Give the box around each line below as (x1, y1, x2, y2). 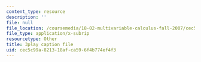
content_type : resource (6, 8, 66, 15)
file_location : (6, 25, 44, 31)
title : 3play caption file (6, 42, 74, 48)
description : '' (6, 14, 47, 20)
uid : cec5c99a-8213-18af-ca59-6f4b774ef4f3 (6, 47, 117, 53)
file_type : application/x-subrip (6, 31, 90, 37)
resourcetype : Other (6, 36, 58, 42)
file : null (6, 19, 33, 25)
